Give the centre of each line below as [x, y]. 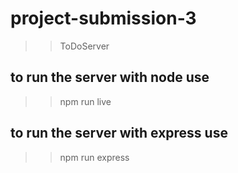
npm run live [85, 101]
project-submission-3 [103, 18]
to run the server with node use [110, 77]
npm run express [94, 157]
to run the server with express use [119, 133]
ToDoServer [84, 46]
